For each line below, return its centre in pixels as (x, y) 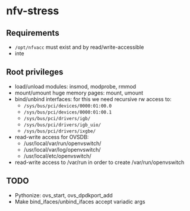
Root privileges (35, 72)
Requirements (33, 33)
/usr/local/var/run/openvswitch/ (62, 143)
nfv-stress (33, 11)
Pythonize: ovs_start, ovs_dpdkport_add (64, 195)
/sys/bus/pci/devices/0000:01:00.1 (67, 112)
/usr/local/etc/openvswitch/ (58, 156)
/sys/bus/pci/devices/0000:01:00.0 (67, 106)
